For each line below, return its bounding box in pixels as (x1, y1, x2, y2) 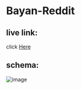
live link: (6, 28, 38, 38)
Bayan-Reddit (6, 4, 75, 18)
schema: (6, 60, 40, 70)
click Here (6, 43, 31, 50)
